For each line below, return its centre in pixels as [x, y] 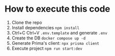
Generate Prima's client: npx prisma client [55, 43]
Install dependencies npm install [45, 27]
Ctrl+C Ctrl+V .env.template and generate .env [59, 33]
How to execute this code [57, 9]
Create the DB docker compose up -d [49, 38]
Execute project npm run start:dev [47, 48]
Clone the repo [27, 22]
